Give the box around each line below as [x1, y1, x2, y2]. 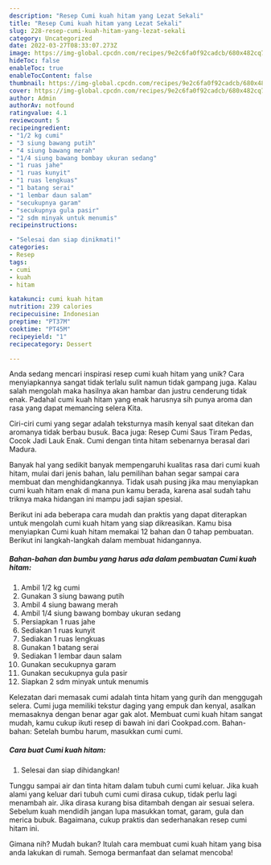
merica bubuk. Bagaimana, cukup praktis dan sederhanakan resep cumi [9, 815, 248, 825]
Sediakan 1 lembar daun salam [20, 651, 122, 661]
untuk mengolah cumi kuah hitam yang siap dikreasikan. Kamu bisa [9, 518, 232, 528]
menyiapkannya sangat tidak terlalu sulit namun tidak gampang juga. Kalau [9, 377, 257, 387]
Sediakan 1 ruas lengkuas [20, 634, 105, 644]
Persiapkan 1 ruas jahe [20, 617, 96, 627]
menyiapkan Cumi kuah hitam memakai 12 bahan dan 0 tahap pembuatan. [9, 527, 254, 537]
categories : [9, 243, 49, 252]
